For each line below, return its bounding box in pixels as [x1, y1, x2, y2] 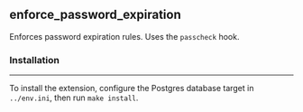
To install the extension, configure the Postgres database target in [9, 83, 254, 94]
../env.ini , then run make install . [9, 92, 139, 103]
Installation [9, 53, 60, 66]
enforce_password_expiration [9, 7, 182, 23]
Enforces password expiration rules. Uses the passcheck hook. [9, 31, 240, 42]
